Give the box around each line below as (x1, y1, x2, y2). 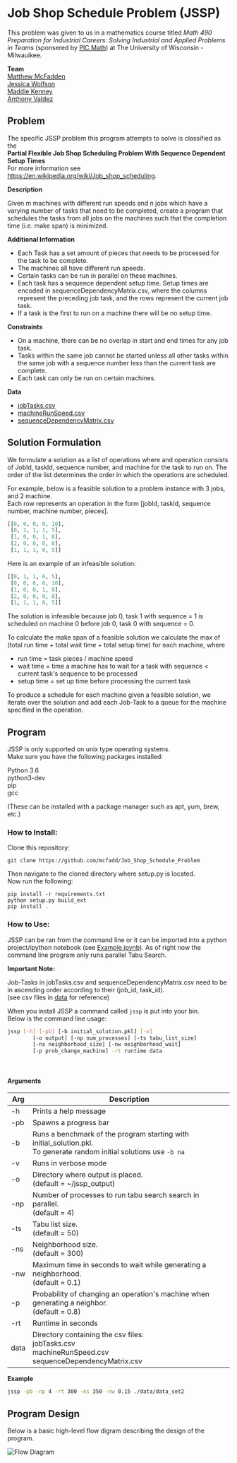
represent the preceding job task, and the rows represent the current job (17, 293, 229, 302)
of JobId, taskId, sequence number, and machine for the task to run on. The (7, 463, 227, 471)
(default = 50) (32, 1228, 79, 1238)
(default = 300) (32, 1249, 84, 1259)
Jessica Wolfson (7, 79, 56, 88)
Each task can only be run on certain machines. (17, 373, 157, 382)
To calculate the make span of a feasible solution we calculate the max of (7, 633, 221, 642)
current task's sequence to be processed (17, 669, 138, 678)
